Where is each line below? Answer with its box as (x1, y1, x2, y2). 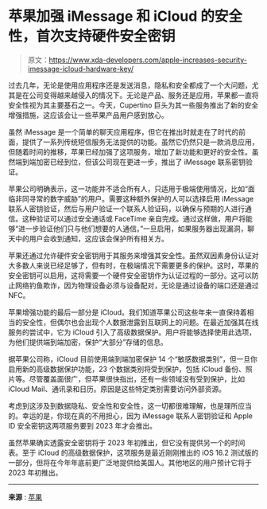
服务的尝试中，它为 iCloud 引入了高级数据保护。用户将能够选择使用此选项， (8, 327, 257, 337)
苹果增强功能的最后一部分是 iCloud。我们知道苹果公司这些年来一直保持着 (8, 307, 248, 317)
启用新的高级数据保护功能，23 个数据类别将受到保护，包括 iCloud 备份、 (8, 364, 246, 374)
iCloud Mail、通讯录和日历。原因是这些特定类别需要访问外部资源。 (8, 384, 226, 393)
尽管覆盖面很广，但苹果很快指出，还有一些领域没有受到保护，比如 (29, 374, 245, 383)
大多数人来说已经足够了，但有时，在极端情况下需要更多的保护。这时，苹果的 (8, 260, 259, 270)
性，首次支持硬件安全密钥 (8, 27, 176, 45)
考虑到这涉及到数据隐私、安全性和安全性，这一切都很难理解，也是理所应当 (8, 401, 252, 410)
